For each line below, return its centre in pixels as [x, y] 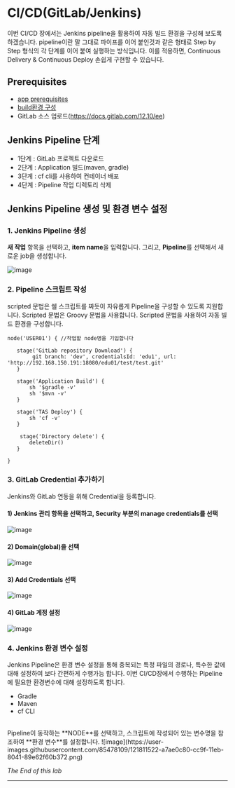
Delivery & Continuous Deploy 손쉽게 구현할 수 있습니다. [86, 59]
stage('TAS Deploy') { [49, 412]
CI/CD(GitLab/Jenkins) [74, 13]
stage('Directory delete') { [62, 436]
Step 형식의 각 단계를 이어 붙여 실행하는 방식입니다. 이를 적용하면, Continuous [114, 50]
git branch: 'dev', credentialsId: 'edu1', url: [105, 356]
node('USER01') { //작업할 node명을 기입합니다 [71, 338]
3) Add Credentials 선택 [42, 579]
